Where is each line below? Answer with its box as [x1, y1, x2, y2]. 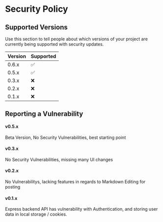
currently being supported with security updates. [5, 41, 104, 47]
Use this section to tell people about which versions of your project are [5, 36, 148, 42]
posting [5, 184, 21, 190]
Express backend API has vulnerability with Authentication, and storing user [5, 206, 158, 212]
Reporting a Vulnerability [5, 110, 83, 118]
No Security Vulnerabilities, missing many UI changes [5, 156, 114, 163]
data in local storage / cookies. [5, 211, 68, 217]
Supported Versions [5, 23, 68, 31]
